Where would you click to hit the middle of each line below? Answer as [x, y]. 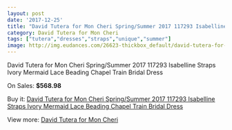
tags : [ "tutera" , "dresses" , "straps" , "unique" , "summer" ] [89, 39]
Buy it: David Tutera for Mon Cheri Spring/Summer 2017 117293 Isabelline [111, 99]
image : [17, 45]
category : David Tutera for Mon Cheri [63, 33]
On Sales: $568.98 [35, 86]
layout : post [26, 13]
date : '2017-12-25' [35, 20]
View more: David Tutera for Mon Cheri [63, 120]
